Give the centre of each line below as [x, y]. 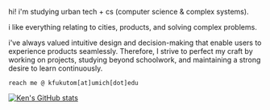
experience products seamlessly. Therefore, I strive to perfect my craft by [131, 51]
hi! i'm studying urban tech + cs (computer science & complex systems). [129, 12]
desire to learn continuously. [56, 68]
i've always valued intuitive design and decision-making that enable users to [135, 43]
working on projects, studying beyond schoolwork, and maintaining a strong [135, 60]
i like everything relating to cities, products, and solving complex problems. [133, 27]
